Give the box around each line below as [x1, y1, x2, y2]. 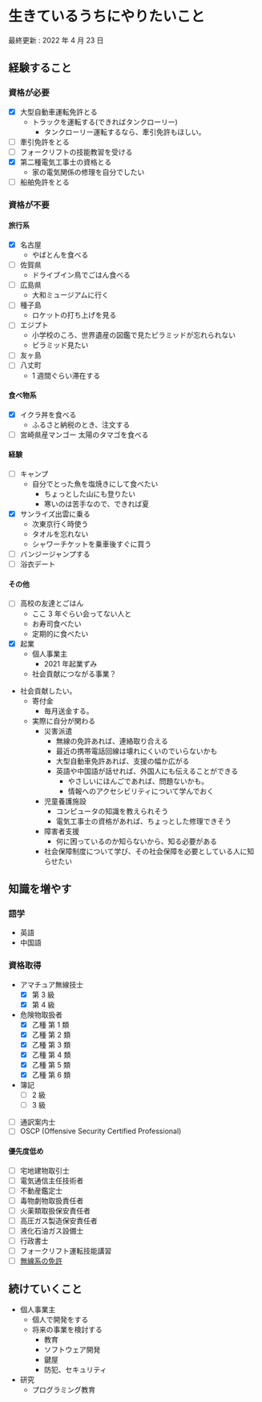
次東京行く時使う [31, 519, 89, 529]
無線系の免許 [19, 1256, 62, 1266]
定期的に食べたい [31, 629, 89, 638]
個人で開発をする [31, 1315, 89, 1324]
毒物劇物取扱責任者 [19, 1196, 84, 1205]
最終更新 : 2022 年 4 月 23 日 [8, 35, 104, 45]
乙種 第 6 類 [31, 1070, 71, 1080]
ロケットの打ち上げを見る [31, 310, 117, 320]
